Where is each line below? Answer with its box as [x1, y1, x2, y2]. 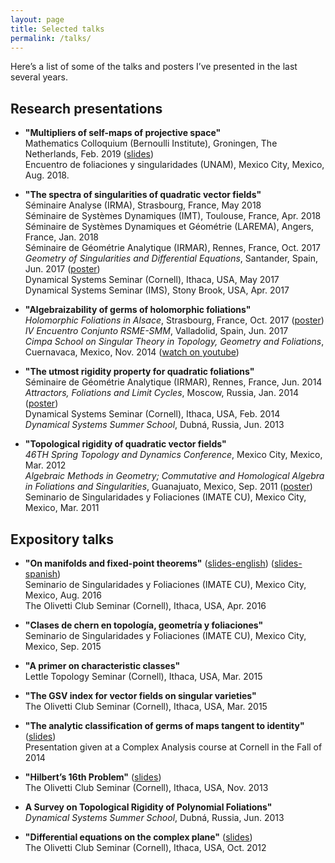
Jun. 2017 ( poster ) [24, 263, 101, 275]
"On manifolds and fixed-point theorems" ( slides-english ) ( [24, 557, 275, 569]
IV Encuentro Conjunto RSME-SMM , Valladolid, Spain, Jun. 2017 [24, 325, 289, 337]
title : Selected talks [10, 24, 105, 34]
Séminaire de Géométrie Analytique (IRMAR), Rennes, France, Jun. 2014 [24, 376, 323, 388]
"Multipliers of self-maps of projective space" [24, 127, 222, 139]
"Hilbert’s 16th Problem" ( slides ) [24, 771, 162, 783]
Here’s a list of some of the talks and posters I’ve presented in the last [10, 61, 298, 73]
